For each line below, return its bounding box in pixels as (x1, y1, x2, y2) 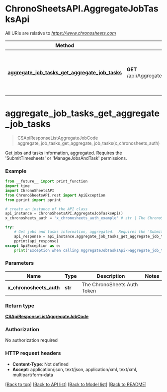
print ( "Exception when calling (14, 248, 79, 253)
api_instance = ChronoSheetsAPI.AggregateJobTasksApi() (5, 211, 123, 216)
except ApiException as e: (5, 243, 61, 248)
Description (96, 272, 125, 279)
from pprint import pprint (5, 197, 61, 202)
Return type (5, 302, 35, 309)
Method (55, 42, 75, 49)
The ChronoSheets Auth (82, 281, 138, 288)
